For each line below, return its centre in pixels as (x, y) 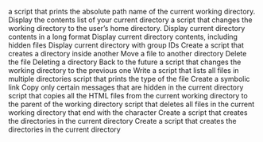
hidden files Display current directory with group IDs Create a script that (126, 45)
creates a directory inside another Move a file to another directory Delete (128, 54)
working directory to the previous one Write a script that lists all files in (124, 70)
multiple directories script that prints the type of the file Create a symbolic (129, 79)
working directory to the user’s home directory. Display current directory (127, 28)
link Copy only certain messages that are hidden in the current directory (126, 87)
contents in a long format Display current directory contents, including (123, 36)
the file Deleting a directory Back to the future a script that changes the (125, 62)
